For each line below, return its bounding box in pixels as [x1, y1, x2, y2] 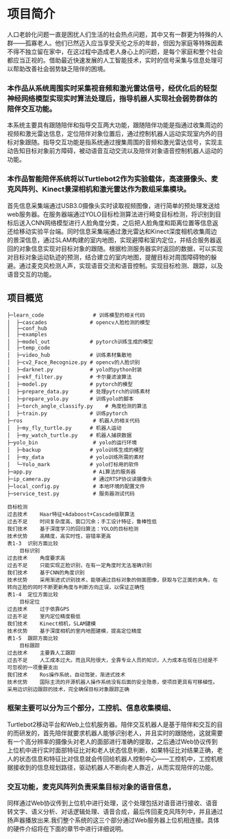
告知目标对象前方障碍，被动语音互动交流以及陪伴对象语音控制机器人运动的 [12, 147, 223, 155]
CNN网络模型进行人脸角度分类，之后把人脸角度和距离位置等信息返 [30, 218, 219, 227]
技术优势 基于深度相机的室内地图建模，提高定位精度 [7, 628, 142, 635]
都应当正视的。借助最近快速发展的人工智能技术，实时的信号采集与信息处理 [7, 56, 217, 64]
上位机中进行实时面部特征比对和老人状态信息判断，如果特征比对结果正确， [7, 746, 217, 754]
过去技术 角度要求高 [7, 555, 66, 562]
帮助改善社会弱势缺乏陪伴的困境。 [12, 65, 110, 73]
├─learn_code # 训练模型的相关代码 [7, 312, 145, 319]
